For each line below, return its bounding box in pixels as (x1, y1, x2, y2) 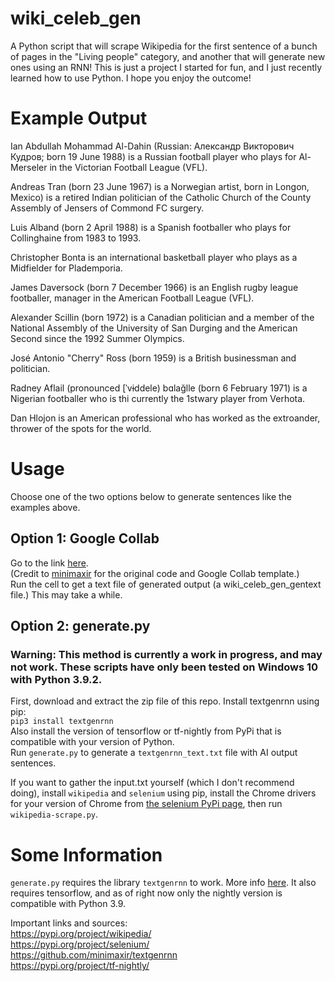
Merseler (10, 161, 48, 173)
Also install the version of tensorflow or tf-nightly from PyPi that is (10, 725, 282, 737)
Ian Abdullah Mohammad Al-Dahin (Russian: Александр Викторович (10, 140, 295, 152)
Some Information (10, 843, 163, 866)
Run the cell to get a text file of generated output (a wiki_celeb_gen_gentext (10, 578, 322, 590)
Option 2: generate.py (10, 618, 151, 635)
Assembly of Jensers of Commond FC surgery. (10, 202, 205, 214)
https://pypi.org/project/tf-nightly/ (10, 960, 150, 972)
